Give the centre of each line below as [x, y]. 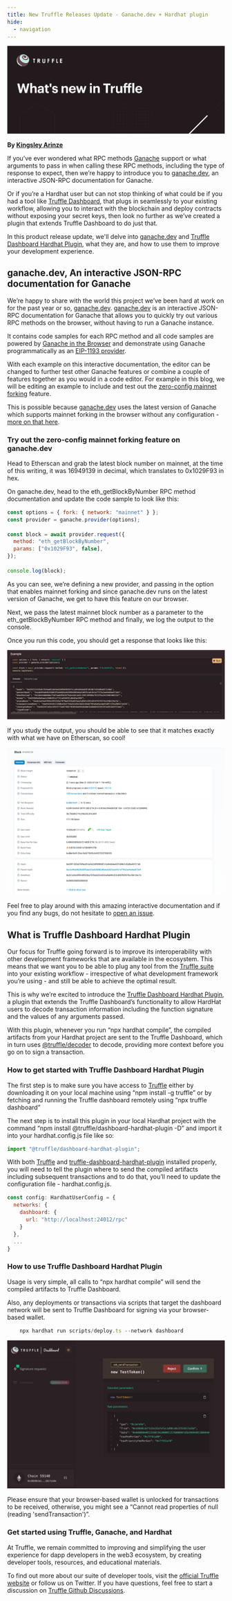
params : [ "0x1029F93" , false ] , [58, 549]
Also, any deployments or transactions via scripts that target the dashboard [114, 1303]
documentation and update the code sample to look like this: [93, 499]
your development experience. [51, 251]
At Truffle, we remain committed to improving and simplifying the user [106, 1547]
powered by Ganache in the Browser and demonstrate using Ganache [106, 343]
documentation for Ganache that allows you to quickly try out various [119, 315]
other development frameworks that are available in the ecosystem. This [110, 959]
